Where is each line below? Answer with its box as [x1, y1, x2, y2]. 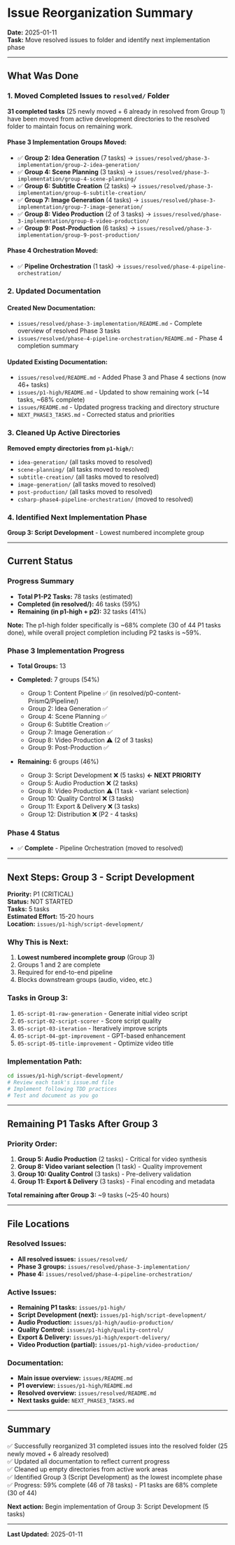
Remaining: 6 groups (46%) [17, 757, 99, 766]
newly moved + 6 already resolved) [7, 1450, 110, 1458]
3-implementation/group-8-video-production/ [17, 218, 150, 225]
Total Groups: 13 [17, 661, 66, 670]
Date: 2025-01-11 [7, 28, 57, 37]
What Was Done [7, 70, 79, 82]
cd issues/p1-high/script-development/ [7, 1072, 124, 1079]
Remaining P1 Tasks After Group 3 [7, 1118, 159, 1129]
